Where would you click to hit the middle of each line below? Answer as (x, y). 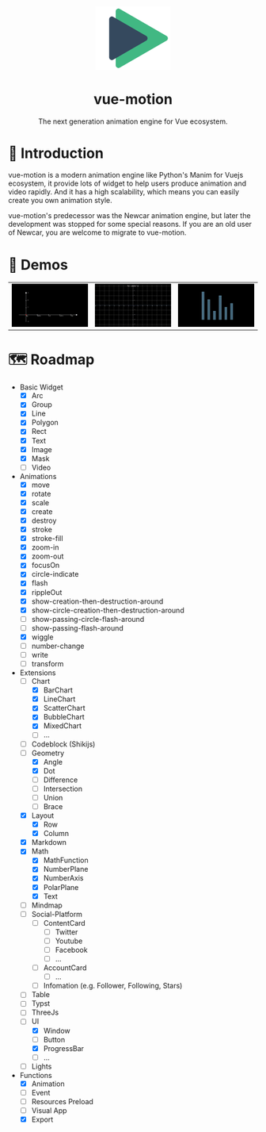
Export (42, 1119)
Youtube (69, 941)
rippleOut (47, 592)
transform (47, 664)
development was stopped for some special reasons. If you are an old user (130, 224)
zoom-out (47, 556)
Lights (42, 1066)
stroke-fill (47, 539)
